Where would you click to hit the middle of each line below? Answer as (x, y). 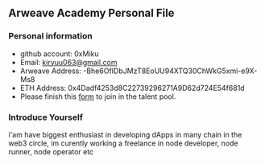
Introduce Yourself (46, 117)
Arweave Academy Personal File (91, 13)
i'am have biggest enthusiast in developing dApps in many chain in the (125, 134)
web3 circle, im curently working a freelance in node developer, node (124, 143)
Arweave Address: (51, 71)
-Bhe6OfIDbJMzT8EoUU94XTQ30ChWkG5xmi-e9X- (170, 71)
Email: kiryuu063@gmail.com (68, 62)
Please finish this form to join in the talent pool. (98, 96)
